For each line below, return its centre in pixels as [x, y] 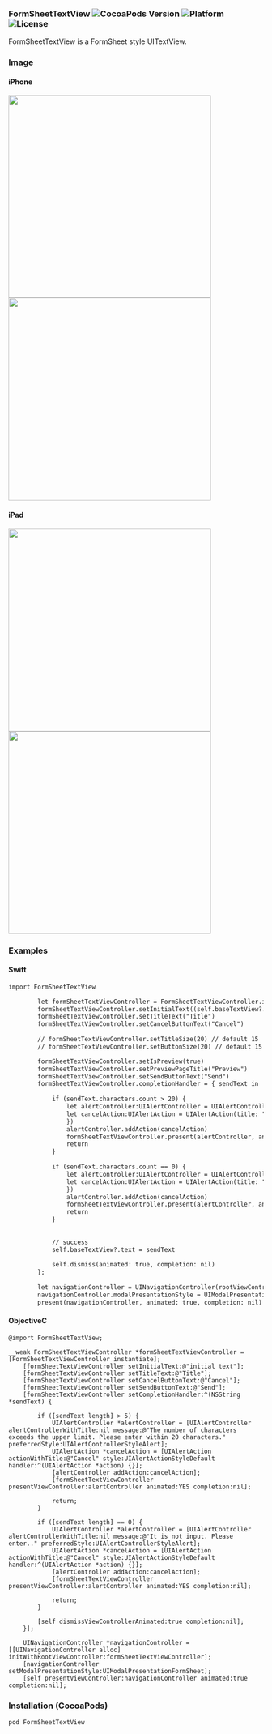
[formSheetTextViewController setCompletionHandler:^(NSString [132, 1394]
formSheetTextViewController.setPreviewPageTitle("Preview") [143, 1069]
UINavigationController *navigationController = [106, 1642]
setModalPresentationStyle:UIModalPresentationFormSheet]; [110, 1671]
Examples [28, 950]
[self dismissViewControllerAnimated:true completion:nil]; [141, 1621]
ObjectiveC [28, 1321]
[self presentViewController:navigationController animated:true [136, 1678]
